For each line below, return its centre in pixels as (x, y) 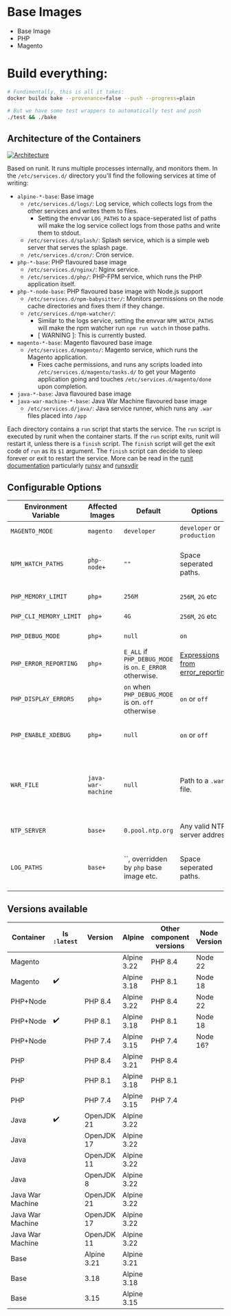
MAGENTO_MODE (32, 531)
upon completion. (63, 387)
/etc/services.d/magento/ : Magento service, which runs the (112, 350)
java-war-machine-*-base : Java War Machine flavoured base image (112, 401)
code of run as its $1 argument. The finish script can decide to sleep (105, 451)
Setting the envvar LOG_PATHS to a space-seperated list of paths (127, 218)
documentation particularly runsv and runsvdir (73, 466)
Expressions (200, 655)
